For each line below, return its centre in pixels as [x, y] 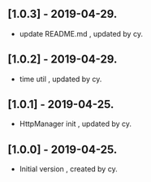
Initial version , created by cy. [69, 169]
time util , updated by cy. [60, 79]
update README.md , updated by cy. [81, 33]
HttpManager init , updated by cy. [75, 124]
